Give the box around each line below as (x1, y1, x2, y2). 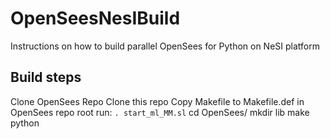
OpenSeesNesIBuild (10, 7, 181, 30)
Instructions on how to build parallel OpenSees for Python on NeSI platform (10, 40, 320, 52)
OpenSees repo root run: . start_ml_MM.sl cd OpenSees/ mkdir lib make (10, 106, 310, 118)
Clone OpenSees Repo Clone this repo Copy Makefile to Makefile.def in (10, 95, 305, 107)
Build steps (10, 69, 82, 86)
